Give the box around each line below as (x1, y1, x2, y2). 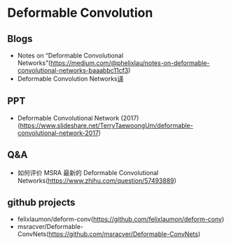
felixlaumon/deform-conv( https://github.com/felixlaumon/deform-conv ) (17, 215, 225, 223)
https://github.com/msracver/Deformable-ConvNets (48, 230, 198, 239)
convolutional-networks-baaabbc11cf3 (17, 66, 129, 74)
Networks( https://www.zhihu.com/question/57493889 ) (17, 176, 177, 185)
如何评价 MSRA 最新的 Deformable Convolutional (17, 168, 159, 176)
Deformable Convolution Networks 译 (17, 75, 124, 83)
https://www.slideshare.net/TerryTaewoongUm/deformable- (20, 121, 194, 129)
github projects (7, 197, 76, 209)
